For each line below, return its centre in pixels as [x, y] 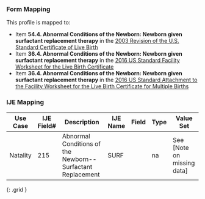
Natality [20, 155]
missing [184, 163]
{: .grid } [17, 189]
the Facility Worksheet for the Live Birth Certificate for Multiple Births [102, 86]
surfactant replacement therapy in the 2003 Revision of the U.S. [97, 41]
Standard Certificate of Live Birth [56, 47]
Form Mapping [28, 9]
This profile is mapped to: [38, 23]
